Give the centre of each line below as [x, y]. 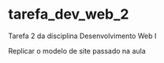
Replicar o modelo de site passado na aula [77, 51]
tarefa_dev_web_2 [69, 14]
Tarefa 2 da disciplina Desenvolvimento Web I [82, 36]
